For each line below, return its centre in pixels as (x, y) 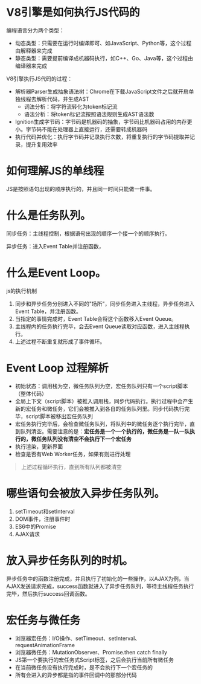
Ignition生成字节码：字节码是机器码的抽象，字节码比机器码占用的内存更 (104, 121)
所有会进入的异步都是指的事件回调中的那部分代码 (76, 675)
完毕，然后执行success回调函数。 (48, 593)
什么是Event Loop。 (56, 273)
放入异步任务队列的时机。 (70, 560)
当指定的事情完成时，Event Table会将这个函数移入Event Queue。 (96, 318)
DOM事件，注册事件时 (43, 519)
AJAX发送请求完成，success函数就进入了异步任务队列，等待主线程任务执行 (100, 586)
